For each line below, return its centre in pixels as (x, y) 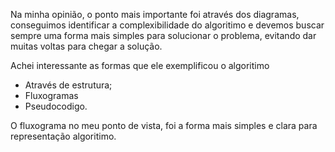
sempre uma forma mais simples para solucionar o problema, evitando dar (163, 35)
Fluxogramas (51, 95)
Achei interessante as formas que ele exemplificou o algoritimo (140, 65)
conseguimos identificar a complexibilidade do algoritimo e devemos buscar (167, 25)
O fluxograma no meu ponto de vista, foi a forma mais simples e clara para (164, 125)
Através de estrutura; (68, 85)
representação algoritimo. (63, 136)
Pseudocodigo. (56, 106)
